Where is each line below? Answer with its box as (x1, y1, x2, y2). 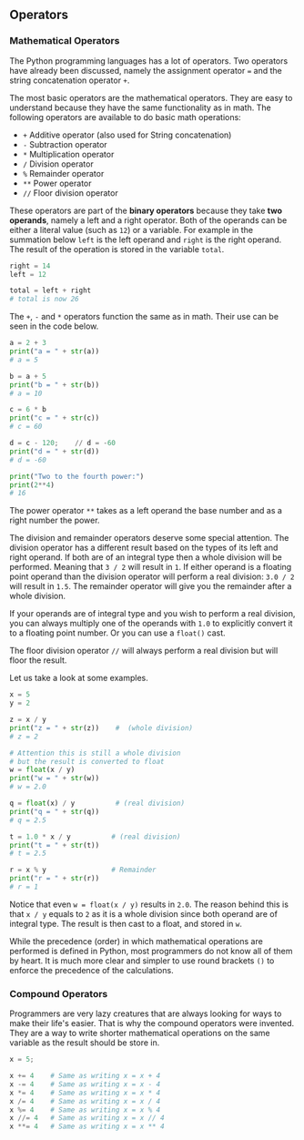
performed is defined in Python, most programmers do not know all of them (9, 945, 293, 956)
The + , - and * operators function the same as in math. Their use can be (9, 311, 279, 322)
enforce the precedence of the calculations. (9, 964, 175, 975)
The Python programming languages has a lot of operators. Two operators (9, 55, 289, 66)
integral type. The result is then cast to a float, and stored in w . (9, 918, 243, 929)
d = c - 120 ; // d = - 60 (9, 439, 117, 448)
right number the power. (9, 514, 100, 526)
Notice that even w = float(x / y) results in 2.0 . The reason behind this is (9, 899, 289, 910)
